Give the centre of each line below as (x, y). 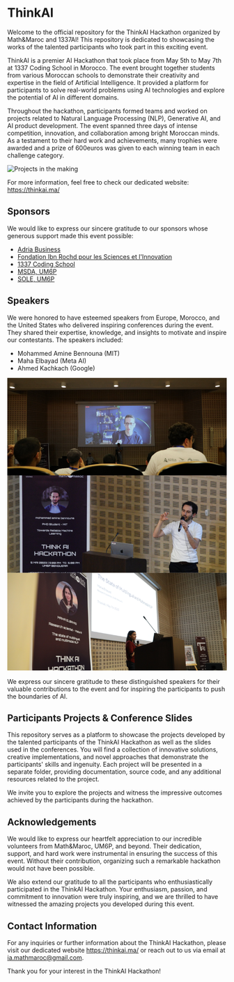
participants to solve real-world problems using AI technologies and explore (116, 90)
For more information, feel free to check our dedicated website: (98, 182)
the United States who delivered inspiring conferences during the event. (110, 325)
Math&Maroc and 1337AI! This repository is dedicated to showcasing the (111, 39)
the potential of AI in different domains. (63, 97)
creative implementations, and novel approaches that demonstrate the (108, 757)
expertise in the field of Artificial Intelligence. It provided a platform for (108, 82)
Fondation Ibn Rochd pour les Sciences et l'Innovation (95, 256)
